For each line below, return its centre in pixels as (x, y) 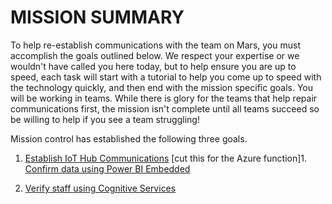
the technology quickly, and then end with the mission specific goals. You (161, 87)
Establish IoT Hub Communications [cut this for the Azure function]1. (166, 158)
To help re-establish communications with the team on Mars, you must (155, 45)
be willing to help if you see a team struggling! (105, 119)
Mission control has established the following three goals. (129, 138)
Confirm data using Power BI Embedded (107, 168)
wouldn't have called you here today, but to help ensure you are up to (153, 66)
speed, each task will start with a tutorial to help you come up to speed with (166, 77)
